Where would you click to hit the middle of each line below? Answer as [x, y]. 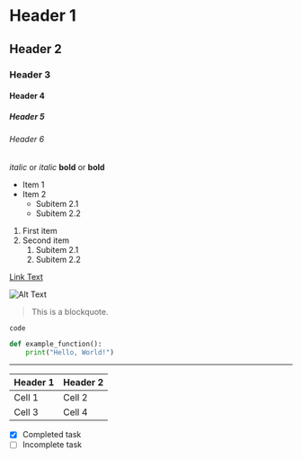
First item [40, 230]
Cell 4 [75, 412]
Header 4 [27, 96]
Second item [46, 240]
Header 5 [27, 116]
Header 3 [30, 75]
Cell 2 [75, 398]
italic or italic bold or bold [57, 166]
